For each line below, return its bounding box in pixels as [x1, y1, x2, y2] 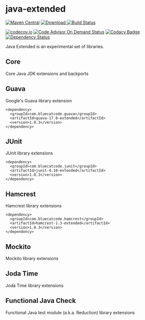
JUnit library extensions [5, 150, 53, 156]
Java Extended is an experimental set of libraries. [5, 43, 104, 49]
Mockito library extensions [5, 256, 59, 261]
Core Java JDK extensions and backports [5, 71, 89, 76]
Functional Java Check [5, 297, 76, 305]
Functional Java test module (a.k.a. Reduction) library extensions [5, 309, 135, 315]
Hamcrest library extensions [5, 203, 62, 209]
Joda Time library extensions [5, 282, 64, 288]
